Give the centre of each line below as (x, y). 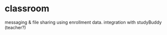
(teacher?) (15, 27)
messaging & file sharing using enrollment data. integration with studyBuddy (83, 22)
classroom (27, 9)
